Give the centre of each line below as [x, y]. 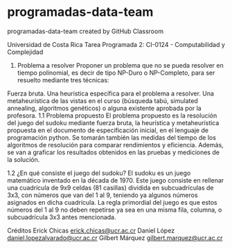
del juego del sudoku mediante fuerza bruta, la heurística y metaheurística [113, 122]
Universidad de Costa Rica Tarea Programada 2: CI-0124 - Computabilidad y [116, 44]
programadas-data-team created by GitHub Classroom [86, 31]
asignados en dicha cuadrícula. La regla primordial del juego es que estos [113, 202]
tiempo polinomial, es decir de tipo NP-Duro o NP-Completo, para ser [116, 73]
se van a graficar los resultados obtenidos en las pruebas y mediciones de [114, 152]
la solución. [24, 159]
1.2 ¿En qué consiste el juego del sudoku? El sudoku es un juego [99, 173]
